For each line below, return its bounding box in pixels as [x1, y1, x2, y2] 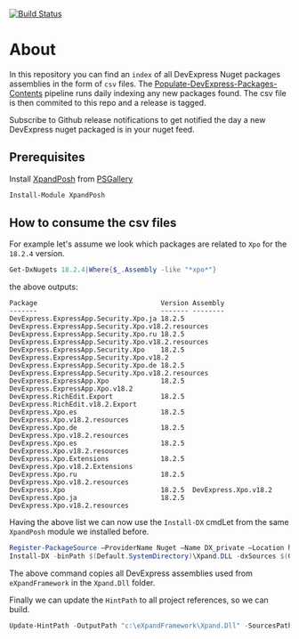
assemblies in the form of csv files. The [9, 78, 153, 89]
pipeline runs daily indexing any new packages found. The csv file [44, 87, 287, 98]
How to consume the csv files [9, 215, 177, 231]
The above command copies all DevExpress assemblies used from [9, 568, 254, 578]
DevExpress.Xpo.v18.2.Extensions [9, 463, 133, 472]
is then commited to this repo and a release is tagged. [9, 97, 206, 108]
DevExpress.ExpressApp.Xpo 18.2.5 [9, 376, 185, 386]
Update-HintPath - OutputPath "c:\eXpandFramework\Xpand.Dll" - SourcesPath [9, 621, 293, 631]
